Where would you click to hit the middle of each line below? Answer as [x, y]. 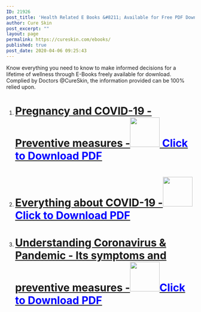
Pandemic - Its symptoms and [91, 256]
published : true [26, 46]
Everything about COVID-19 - [89, 203]
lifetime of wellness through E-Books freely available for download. [89, 74]
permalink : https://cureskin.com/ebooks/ [59, 40]
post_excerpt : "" [28, 28]
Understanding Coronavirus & [90, 243]
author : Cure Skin [29, 23]
